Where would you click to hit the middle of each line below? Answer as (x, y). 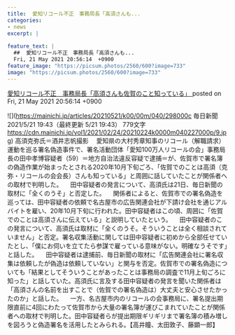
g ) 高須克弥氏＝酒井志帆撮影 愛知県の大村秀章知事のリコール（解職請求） (116, 140)
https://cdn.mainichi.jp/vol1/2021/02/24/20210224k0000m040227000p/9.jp (117, 132)
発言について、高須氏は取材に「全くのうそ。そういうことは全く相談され (117, 228)
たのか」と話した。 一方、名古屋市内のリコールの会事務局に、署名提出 (112, 298)
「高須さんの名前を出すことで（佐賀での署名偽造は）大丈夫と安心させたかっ (117, 289)
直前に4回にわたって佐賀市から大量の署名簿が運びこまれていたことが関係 (119, 307)
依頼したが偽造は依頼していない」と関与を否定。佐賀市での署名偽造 (117, 263)
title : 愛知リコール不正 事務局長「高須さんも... (74, 14)
